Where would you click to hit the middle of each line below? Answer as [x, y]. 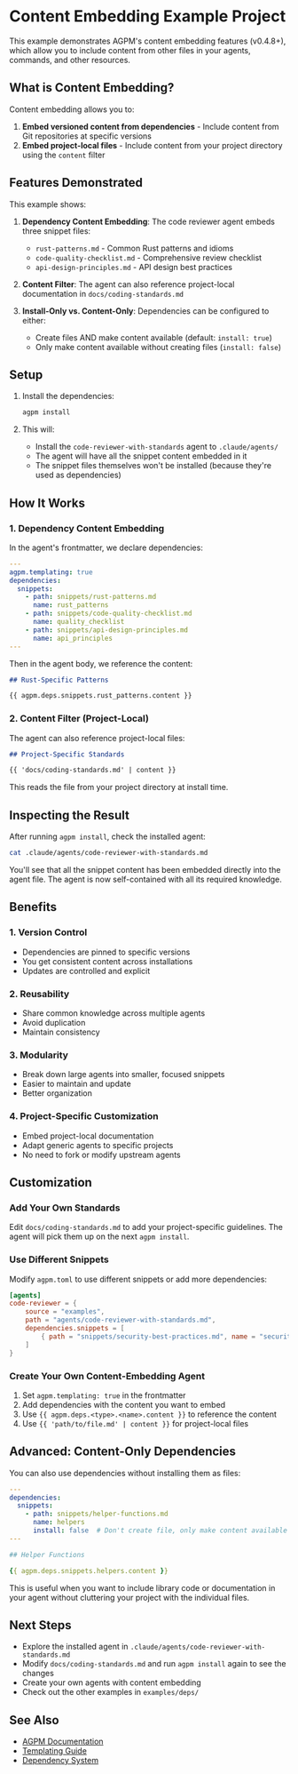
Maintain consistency [61, 1032]
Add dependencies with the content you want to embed [124, 1404]
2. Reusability [39, 994]
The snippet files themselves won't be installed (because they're [153, 466]
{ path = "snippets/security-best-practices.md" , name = [148, 1336]
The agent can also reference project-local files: [97, 738]
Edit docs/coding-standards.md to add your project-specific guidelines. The [146, 1227]
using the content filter [63, 155]
